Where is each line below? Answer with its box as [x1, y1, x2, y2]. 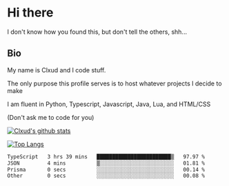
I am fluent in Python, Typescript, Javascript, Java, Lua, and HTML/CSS [7, 100, 211, 108]
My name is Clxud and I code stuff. [7, 65, 106, 74]
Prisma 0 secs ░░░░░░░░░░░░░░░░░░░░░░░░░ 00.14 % [7, 166, 206, 173]
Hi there [7, 5, 54, 21]
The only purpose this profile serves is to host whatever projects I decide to [7, 79, 222, 87]
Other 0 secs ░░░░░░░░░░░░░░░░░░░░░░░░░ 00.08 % [7, 172, 206, 180]
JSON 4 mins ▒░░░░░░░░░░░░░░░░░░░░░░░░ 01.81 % [7, 160, 206, 167]
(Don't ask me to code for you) [7, 113, 94, 121]
